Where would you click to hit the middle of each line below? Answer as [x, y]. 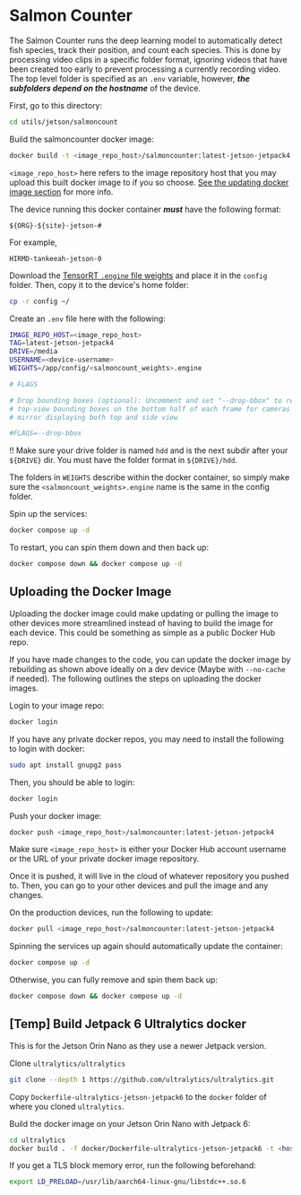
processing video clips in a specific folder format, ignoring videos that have [149, 59]
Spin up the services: [48, 514]
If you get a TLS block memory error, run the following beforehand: [133, 1165]
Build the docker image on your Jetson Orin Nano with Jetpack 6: [130, 1123]
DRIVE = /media [34, 352]
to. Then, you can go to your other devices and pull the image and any [139, 885]
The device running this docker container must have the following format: [146, 209]
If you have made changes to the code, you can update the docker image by [150, 659]
